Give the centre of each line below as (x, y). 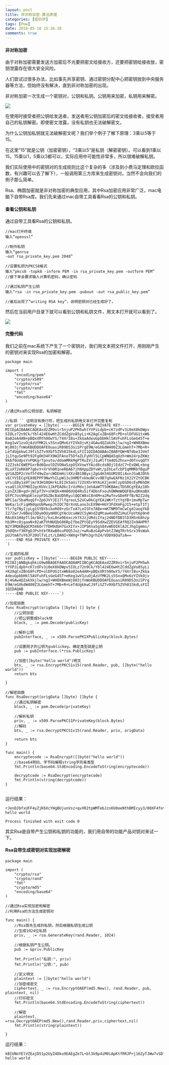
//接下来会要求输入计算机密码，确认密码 (41, 277)
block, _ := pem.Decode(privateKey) (53, 707)
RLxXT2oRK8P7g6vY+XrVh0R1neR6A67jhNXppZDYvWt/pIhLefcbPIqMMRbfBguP (77, 469)
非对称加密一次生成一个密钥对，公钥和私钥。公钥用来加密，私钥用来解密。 (82, 96)
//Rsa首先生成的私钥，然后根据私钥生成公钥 (54, 925)
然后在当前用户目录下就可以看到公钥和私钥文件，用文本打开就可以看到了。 (82, 312)
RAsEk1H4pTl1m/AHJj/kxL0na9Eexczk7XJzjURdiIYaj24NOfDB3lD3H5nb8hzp (77, 518)
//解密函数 (15, 692)
